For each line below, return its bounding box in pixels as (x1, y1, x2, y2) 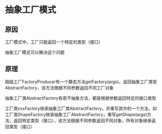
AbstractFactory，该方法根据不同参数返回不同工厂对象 (5, 84, 114, 90)
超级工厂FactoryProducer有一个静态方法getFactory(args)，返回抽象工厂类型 (5, 79, 158, 84)
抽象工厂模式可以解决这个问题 (5, 50, 65, 55)
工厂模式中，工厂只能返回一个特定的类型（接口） (5, 39, 103, 45)
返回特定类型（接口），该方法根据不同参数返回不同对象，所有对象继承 (13, 117, 152, 123)
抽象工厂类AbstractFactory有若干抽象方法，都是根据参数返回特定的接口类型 (5, 95, 156, 101)
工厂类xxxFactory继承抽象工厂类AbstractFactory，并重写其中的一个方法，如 (5, 105, 157, 111)
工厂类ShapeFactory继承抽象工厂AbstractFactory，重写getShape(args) (5, 111, 147, 117)
